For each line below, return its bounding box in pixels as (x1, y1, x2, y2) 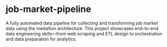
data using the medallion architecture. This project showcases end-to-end (5, 25, 159, 31)
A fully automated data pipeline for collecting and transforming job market (5, 20, 158, 26)
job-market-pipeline (5, 3, 91, 15)
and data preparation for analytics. (5, 36, 77, 42)
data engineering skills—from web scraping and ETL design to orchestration (5, 30, 162, 36)
